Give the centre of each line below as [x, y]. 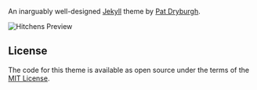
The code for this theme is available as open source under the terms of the [128, 70]
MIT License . [29, 78]
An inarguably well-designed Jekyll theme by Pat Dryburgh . [105, 11]
